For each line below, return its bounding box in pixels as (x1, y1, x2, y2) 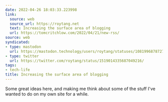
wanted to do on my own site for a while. (5, 91, 89, 97)
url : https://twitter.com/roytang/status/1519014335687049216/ (9, 58, 144, 63)
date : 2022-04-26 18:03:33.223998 (5, 7, 77, 12)
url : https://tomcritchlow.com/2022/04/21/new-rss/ (9, 30, 120, 35)
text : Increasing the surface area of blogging (9, 26, 111, 31)
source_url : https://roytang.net (9, 21, 79, 26)
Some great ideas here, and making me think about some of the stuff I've (5, 86, 156, 92)
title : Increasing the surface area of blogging (5, 72, 108, 77)
